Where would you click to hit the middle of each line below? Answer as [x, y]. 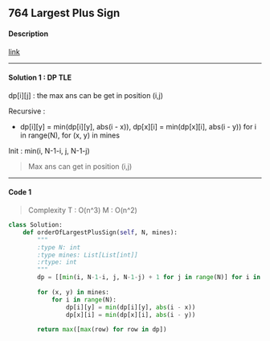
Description [29, 33]
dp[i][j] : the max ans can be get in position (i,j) [86, 95]
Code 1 [20, 192]
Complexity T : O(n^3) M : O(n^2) [83, 210]
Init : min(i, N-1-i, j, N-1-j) [49, 150]
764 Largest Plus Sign [64, 13]
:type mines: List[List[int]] [88, 255]
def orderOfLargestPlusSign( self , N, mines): [100, 232]
